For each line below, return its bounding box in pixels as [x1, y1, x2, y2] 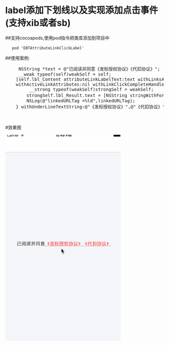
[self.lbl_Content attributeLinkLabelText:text [16, 76, 136, 82]
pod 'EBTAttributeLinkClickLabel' [12, 45, 84, 50]
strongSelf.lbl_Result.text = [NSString [26, 92, 127, 98]
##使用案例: [5, 55, 30, 61]
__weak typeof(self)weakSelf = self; [18, 71, 112, 77]
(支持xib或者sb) [5, 17, 71, 29]
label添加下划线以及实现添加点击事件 [5, 5, 158, 16]
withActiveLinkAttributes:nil [16, 81, 91, 87]
